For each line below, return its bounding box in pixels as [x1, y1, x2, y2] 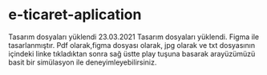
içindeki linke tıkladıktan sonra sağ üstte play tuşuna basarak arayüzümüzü [8, 49, 256, 58]
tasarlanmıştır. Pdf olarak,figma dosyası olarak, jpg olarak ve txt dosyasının [8, 40, 255, 49]
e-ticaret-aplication [8, 6, 142, 24]
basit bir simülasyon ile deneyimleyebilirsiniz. [8, 57, 157, 67]
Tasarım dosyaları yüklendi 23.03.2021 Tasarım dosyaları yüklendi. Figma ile [8, 32, 259, 41]
